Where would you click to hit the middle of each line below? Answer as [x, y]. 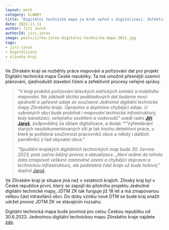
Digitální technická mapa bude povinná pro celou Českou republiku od [78, 211]
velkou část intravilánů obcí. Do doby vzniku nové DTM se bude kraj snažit [82, 196]
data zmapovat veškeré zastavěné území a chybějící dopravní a [84, 160]
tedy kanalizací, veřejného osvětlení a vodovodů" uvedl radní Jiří [85, 118]
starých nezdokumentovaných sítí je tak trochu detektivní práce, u [86, 129]
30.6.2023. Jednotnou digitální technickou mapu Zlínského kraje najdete [80, 217]
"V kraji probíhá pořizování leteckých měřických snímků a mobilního [88, 92]
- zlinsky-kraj [21, 57]
